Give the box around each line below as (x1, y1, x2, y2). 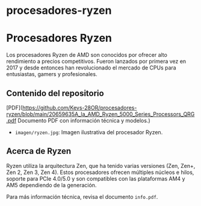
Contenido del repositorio (6, 88, 104, 98)
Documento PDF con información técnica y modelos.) (17, 117, 150, 124)
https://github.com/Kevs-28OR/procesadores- (22, 104, 137, 111)
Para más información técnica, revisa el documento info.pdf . (6, 193, 158, 200)
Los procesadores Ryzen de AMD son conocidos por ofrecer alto (6, 51, 167, 59)
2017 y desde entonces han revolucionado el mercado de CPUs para (6, 64, 176, 71)
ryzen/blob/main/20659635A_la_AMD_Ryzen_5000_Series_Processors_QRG (6, 110, 195, 118)
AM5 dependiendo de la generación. (6, 181, 97, 188)
